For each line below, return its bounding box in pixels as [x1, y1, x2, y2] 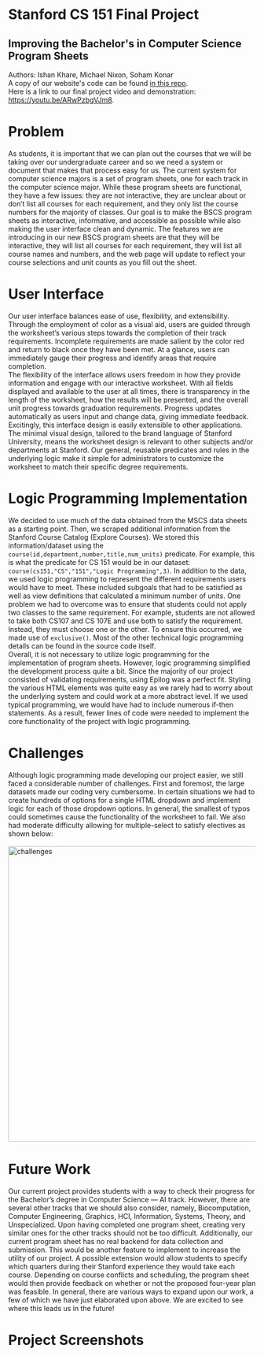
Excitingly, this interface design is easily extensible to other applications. [8, 420, 243, 429]
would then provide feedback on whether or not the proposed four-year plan [8, 1278, 256, 1287]
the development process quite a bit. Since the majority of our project [8, 666, 233, 675]
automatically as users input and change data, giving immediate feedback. [8, 411, 249, 421]
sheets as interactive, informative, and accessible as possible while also [8, 215, 241, 225]
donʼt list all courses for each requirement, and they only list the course [8, 199, 239, 208]
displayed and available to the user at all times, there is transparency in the [8, 386, 250, 396]
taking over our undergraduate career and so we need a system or [8, 157, 223, 166]
